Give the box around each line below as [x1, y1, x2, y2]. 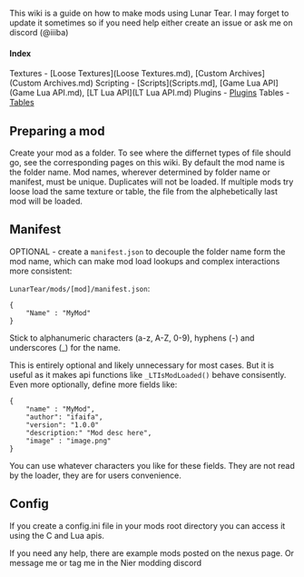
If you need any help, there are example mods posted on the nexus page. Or [9, 547, 295, 558]
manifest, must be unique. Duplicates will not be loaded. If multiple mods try [9, 176, 294, 187]
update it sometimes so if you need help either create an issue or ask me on [9, 17, 293, 28]
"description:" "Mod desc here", [25, 428, 152, 437]
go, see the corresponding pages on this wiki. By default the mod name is [9, 157, 286, 168]
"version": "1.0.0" [25, 420, 100, 430]
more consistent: [9, 265, 73, 276]
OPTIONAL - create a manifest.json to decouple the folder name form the [9, 245, 286, 257]
